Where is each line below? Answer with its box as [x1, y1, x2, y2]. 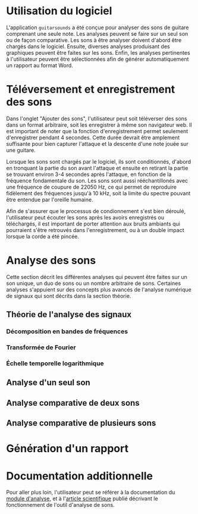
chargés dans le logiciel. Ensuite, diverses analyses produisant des [6, 43, 171, 50]
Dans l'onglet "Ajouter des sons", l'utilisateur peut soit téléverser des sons [6, 115, 187, 122]
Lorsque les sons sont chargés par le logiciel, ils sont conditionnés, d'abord [6, 158, 191, 165]
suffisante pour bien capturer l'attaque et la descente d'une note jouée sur [6, 140, 188, 147]
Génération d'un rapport [6, 442, 129, 456]
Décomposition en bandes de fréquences [6, 327, 128, 336]
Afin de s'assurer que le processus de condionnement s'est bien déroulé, [6, 207, 186, 215]
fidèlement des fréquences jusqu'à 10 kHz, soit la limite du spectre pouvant [6, 189, 191, 197]
